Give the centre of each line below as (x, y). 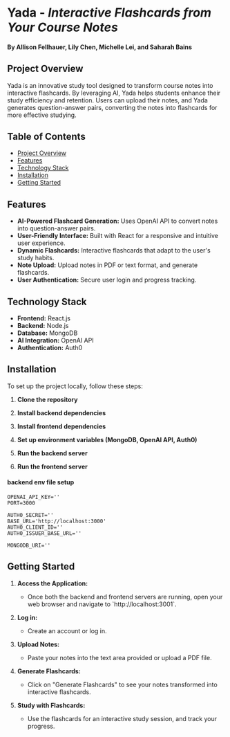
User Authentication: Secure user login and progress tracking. (107, 280)
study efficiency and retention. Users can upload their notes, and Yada (108, 100)
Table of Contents (47, 136)
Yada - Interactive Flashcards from (109, 13)
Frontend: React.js (44, 318)
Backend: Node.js (43, 326)
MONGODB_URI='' (29, 546)
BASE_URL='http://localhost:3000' (57, 521)
